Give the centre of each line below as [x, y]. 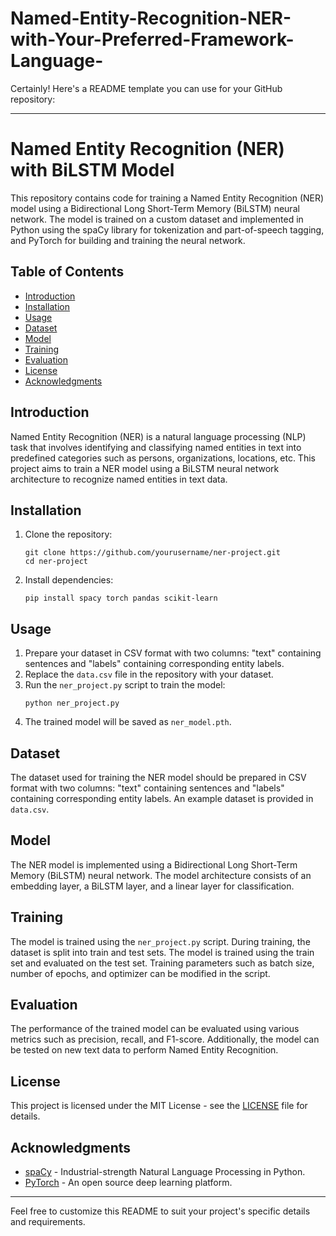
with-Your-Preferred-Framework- [152, 39]
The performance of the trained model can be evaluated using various [155, 1029]
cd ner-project [56, 562]
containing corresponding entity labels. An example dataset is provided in [162, 798]
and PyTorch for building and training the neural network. [128, 240]
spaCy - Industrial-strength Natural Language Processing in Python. [165, 1171]
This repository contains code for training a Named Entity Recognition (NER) [167, 198]
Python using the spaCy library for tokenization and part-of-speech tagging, [167, 229]
